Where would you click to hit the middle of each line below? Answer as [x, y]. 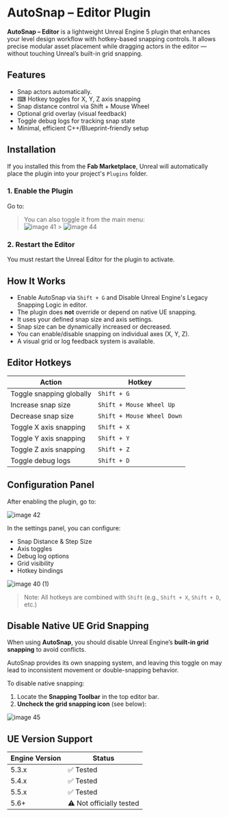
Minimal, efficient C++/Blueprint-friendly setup [83, 128]
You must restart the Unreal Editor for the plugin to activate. [91, 259]
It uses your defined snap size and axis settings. [85, 319]
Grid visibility [36, 563]
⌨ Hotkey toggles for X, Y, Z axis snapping [79, 99]
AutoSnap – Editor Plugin [79, 13]
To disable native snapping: [46, 683]
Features [26, 75]
